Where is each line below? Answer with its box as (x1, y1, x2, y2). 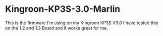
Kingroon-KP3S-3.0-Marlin (5, 3, 120, 15)
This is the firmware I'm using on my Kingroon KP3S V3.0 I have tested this (5, 20, 159, 26)
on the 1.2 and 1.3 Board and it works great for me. (5, 25, 108, 31)
